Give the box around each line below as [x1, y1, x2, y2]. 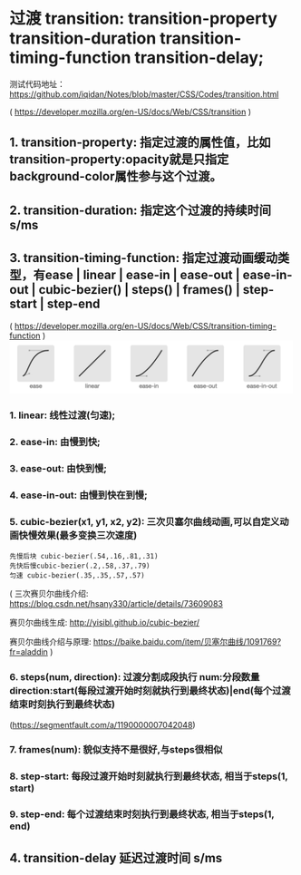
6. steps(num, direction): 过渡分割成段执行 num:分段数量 [9, 671, 260, 684]
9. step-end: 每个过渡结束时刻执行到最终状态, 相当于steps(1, [9, 808, 275, 821]
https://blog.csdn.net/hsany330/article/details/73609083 [9, 598, 224, 609]
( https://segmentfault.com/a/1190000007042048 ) [9, 719, 197, 730]
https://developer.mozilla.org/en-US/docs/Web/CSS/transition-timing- [15, 320, 277, 331]
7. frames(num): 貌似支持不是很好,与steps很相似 [9, 744, 223, 756]
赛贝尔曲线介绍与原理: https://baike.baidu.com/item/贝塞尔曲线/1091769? [9, 637, 282, 647]
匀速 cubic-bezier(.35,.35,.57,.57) [9, 571, 145, 580]
